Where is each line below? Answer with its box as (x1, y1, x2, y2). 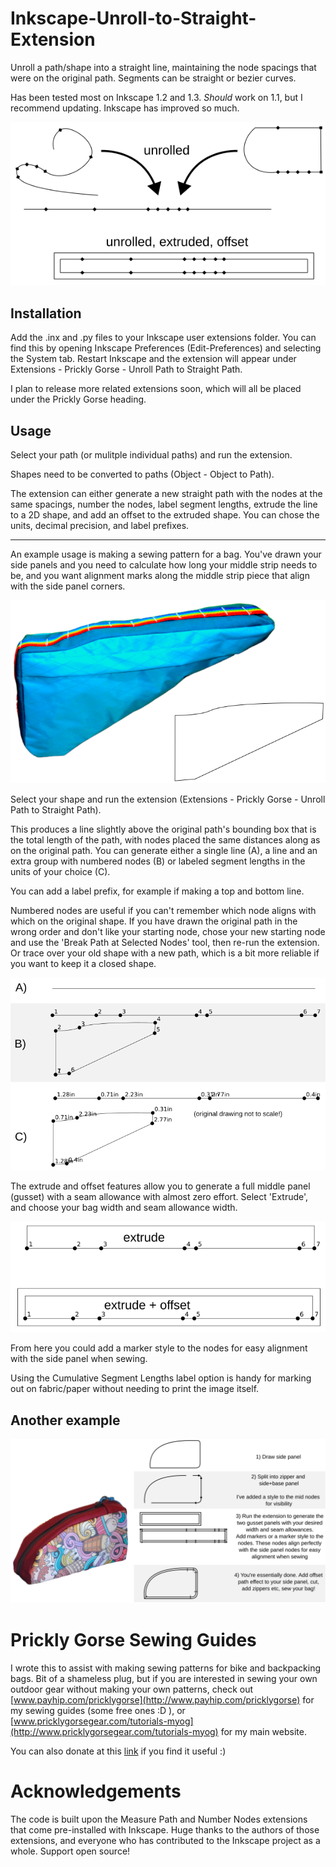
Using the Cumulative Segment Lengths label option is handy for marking (10, 1372, 312, 1384)
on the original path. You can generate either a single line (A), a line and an (10, 844, 318, 856)
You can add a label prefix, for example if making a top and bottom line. (10, 885, 305, 897)
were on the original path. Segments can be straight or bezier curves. (10, 72, 297, 84)
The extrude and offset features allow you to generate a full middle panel (10, 1180, 311, 1192)
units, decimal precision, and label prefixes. (10, 520, 190, 532)
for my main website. (220, 1725, 307, 1737)
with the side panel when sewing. (10, 1353, 148, 1365)
